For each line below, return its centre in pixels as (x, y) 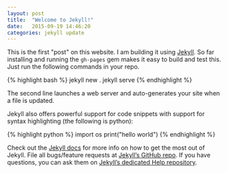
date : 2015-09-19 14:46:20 (49, 26)
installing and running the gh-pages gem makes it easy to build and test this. (114, 60)
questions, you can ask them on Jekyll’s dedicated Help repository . (102, 163)
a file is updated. (31, 101)
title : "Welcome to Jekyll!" (51, 20)
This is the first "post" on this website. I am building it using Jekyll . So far (111, 52)
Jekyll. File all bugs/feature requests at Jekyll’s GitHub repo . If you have (109, 155)
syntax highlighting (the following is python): (70, 122)
